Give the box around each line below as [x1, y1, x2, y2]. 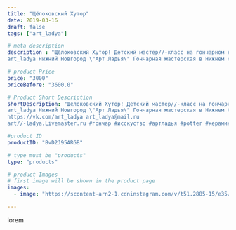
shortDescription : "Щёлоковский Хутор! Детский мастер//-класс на [7, 100, 206, 107]
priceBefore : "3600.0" [7, 81, 74, 88]
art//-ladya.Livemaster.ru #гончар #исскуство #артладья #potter [7, 120, 202, 127]
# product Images [7, 171, 58, 178]
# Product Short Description [7, 94, 93, 101]
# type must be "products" [7, 151, 86, 158]
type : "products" [7, 158, 58, 165]
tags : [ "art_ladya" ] [7, 29, 68, 37]
